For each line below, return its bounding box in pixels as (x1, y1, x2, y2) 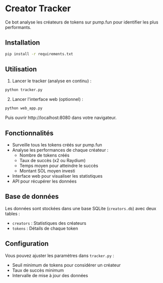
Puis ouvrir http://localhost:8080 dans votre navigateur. (5, 115, 117, 120)
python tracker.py (5, 88, 43, 93)
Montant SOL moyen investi (19, 168, 75, 174)
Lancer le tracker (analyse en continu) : (12, 78, 92, 84)
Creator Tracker (5, 3, 71, 14)
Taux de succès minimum (12, 267, 64, 273)
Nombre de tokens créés (19, 152, 70, 158)
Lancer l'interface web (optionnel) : (12, 96, 83, 102)
